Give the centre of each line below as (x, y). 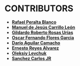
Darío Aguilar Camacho (36, 43)
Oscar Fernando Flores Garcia (43, 38)
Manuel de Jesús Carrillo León (43, 27)
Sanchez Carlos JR (31, 58)
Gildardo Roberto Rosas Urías (42, 32)
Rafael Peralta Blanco (34, 22)
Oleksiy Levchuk (29, 53)
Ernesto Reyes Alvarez (35, 48)
